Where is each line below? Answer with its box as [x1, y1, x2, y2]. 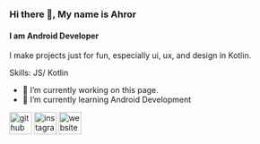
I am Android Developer [9, 30, 100, 41]
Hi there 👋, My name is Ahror [9, 8, 137, 21]
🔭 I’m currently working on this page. [22, 85, 159, 96]
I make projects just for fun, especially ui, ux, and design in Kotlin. [9, 50, 252, 61]
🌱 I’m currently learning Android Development [22, 94, 192, 106]
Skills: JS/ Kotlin [9, 67, 69, 79]
